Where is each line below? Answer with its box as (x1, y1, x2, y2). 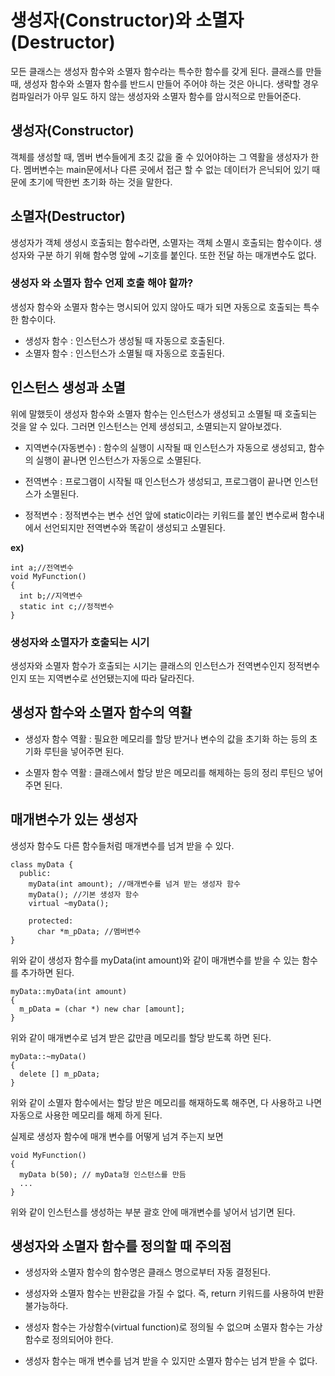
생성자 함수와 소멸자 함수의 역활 (10, 704, 193, 721)
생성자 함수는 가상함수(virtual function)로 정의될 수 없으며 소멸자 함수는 (24, 1321, 305, 1333)
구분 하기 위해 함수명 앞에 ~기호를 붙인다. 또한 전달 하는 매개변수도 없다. (36, 249, 317, 261)
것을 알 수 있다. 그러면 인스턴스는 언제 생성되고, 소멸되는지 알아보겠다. (10, 420, 282, 432)
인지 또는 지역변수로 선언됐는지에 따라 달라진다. (10, 672, 195, 684)
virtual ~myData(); (28, 898, 110, 908)
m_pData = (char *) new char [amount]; (19, 1004, 186, 1014)
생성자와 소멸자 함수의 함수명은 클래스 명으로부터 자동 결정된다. (24, 1266, 272, 1278)
